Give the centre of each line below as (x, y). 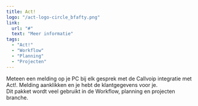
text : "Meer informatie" (42, 34)
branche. (17, 97)
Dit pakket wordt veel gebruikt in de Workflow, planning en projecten (91, 91)
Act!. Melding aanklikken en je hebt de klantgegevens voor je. (82, 85)
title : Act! (21, 12)
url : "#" (22, 28)
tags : (13, 39)
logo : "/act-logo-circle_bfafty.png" (53, 17)
